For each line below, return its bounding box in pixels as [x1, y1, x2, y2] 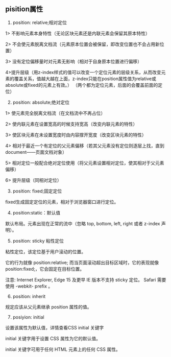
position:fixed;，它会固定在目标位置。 [5, 266, 85, 272]
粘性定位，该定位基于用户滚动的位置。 [5, 248, 86, 254]
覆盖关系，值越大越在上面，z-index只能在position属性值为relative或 [14, 76, 157, 82]
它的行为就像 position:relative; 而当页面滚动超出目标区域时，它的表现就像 [5, 259, 159, 266]
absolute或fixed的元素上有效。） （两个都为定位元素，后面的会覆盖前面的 [5, 82, 158, 88]
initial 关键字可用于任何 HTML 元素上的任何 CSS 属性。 [5, 346, 121, 352]
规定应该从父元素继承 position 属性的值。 [5, 303, 92, 310]
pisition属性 [5, 5, 43, 14]
